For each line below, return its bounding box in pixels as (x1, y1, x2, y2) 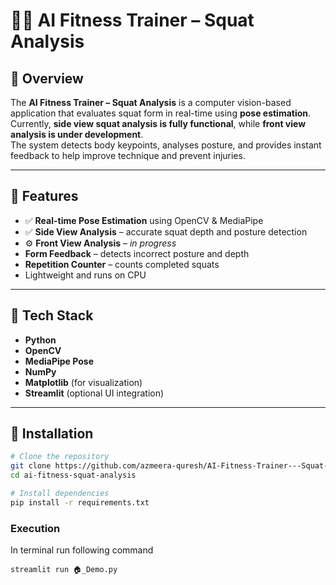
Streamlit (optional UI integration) (24, 387, 165, 399)
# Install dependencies (10, 489, 110, 499)
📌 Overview (10, 70, 84, 87)
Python (24, 334, 57, 346)
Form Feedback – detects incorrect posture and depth (24, 247, 250, 259)
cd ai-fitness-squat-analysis (10, 470, 137, 481)
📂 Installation (10, 425, 94, 443)
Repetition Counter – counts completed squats (24, 258, 220, 270)
